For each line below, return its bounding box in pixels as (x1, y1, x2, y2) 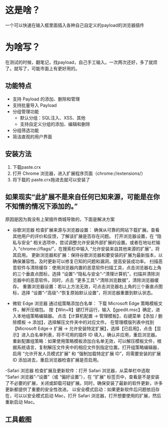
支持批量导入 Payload (12, 102, 57, 108)
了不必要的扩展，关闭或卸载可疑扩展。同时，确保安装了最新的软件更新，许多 (5, 380, 163, 386)
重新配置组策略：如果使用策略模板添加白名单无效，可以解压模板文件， (12, 338, 157, 344)
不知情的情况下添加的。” (5, 202, 78, 210)
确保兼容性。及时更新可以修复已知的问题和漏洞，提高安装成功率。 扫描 (12, 258, 158, 264)
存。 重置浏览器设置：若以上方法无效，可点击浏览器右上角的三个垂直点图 (12, 283, 163, 289)
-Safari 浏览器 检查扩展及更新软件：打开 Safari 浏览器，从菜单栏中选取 (5, 368, 150, 374)
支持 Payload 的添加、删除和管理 (12, 96, 80, 102)
